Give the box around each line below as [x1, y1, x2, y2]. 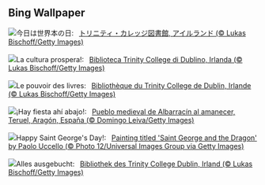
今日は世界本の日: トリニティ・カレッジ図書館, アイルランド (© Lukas [16, 28, 247, 38]
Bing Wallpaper [8, 6, 85, 20]
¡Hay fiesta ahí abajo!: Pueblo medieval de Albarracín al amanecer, [16, 106, 236, 117]
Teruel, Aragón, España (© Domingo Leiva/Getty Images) [8, 115, 195, 124]
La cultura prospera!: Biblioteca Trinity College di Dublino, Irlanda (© [16, 54, 243, 64]
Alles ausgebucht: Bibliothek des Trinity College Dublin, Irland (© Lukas [16, 159, 253, 168]
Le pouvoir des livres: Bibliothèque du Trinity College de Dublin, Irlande [16, 80, 252, 90]
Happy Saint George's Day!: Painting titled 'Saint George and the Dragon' [16, 133, 257, 142]
